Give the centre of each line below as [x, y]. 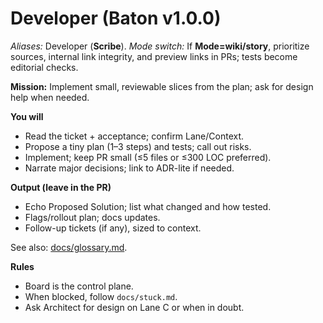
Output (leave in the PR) [61, 187]
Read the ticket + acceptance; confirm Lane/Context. [134, 136]
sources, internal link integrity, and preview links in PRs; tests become [154, 56]
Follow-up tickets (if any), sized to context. [113, 228]
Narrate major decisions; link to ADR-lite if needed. [129, 168]
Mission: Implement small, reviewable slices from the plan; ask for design [162, 86]
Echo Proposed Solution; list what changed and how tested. [148, 206]
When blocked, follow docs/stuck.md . [101, 296]
